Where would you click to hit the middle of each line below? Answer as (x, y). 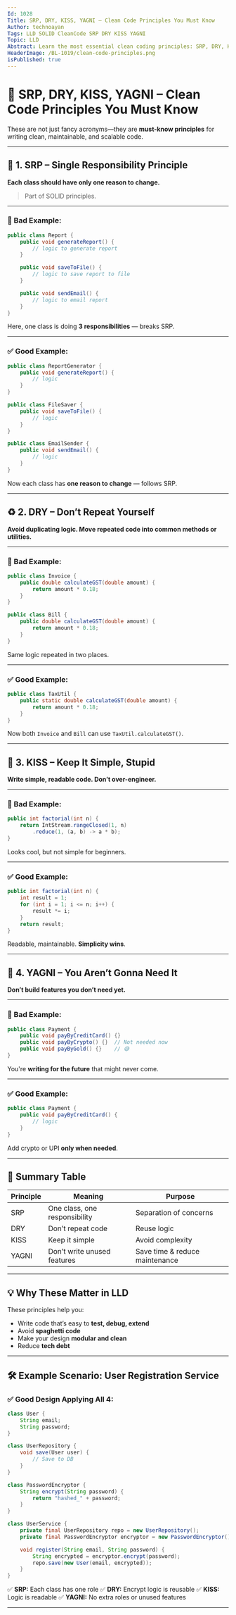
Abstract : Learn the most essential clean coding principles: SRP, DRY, (116, 46)
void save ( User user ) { (55, 1453)
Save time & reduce (168, 1252)
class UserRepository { (42, 1446)
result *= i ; (52, 911)
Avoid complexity (164, 1240)
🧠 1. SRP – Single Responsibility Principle (98, 165)
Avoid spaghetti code (49, 1331)
